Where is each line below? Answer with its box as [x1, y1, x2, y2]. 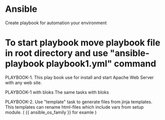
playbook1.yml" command [46, 58, 157, 70]
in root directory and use [5, 48, 108, 59]
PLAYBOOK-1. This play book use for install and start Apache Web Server [5, 74, 154, 80]
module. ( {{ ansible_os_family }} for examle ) [5, 109, 97, 115]
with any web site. [5, 80, 42, 85]
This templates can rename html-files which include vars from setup [5, 104, 144, 110]
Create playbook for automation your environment [5, 20, 107, 26]
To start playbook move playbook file [5, 37, 161, 48]
